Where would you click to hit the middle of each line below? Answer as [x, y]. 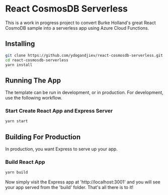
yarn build [17, 172]
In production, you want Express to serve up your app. [62, 149]
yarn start [17, 121]
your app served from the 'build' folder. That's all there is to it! [69, 187]
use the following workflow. [34, 98]
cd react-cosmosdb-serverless [37, 60]
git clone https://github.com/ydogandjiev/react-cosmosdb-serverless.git [84, 55]
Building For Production [43, 137]
